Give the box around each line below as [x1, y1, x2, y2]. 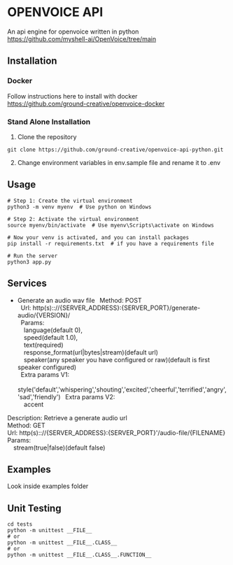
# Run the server [7, 252, 58, 259]
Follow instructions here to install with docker [7, 92, 138, 100]
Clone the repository [17, 132, 77, 141]
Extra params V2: [65, 392, 115, 401]
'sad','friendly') [17, 392, 61, 401]
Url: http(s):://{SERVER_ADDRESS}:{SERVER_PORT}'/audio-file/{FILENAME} [7, 428, 226, 437]
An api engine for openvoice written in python [7, 27, 139, 36]
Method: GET [7, 421, 45, 429]
